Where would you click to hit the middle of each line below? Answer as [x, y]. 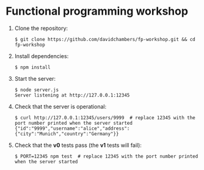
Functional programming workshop [97, 11]
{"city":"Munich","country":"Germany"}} [67, 134]
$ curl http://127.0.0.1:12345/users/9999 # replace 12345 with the [105, 117]
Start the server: [35, 78]
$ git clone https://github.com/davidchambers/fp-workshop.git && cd [105, 39]
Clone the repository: [41, 28]
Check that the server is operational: [60, 106]
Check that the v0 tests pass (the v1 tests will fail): [78, 145]
